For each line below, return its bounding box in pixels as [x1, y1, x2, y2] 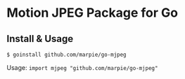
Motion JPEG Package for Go [6, 5, 179, 21]
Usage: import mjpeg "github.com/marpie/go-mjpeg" [6, 64, 158, 71]
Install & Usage [6, 33, 74, 45]
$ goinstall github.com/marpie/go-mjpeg [6, 51, 127, 58]
